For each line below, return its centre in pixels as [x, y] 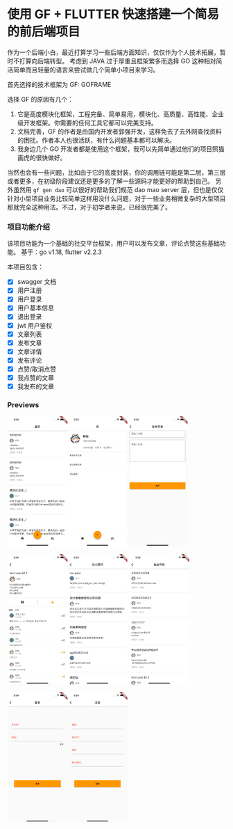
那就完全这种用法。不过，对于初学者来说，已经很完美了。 [89, 207]
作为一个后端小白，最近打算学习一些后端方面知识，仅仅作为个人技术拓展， [113, 52]
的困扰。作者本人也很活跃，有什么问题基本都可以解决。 [96, 140]
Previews [23, 404]
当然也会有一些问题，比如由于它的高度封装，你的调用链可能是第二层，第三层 [116, 172]
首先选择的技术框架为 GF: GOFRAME [59, 84]
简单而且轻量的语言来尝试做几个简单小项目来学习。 [86, 70]
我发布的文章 [35, 386]
